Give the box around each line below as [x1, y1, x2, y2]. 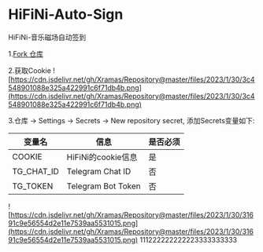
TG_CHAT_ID [12, 166, 59, 177]
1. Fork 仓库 [8, 49, 43, 58]
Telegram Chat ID [66, 166, 131, 177]
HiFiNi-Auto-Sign [8, 5, 124, 24]
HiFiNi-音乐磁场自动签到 [8, 32, 87, 42]
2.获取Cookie [8, 65, 51, 75]
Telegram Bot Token [66, 181, 142, 192]
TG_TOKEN [12, 181, 54, 192]
